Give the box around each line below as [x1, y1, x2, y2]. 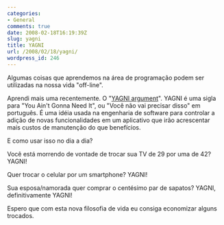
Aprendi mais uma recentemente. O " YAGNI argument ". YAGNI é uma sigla [7, 94, 216, 102]
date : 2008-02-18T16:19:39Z [7, 29, 88, 36]
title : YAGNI [7, 42, 45, 49]
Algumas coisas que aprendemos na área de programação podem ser [7, 73, 204, 82]
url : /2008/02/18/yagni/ [7, 49, 78, 56]
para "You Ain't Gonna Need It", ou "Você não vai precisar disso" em [7, 101, 201, 110]
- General [7, 16, 36, 23]
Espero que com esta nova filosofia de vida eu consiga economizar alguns [7, 204, 217, 213]
